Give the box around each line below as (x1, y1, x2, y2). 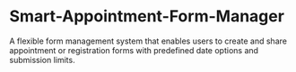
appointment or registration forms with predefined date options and (9, 44, 258, 55)
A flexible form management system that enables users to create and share (9, 36, 287, 46)
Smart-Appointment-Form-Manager (9, 6, 285, 27)
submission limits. (9, 54, 75, 65)
